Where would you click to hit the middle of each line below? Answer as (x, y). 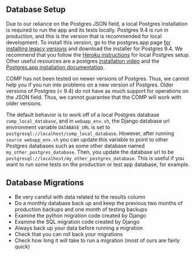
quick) (22, 246)
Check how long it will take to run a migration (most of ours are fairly (97, 240)
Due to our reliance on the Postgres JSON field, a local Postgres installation (97, 23)
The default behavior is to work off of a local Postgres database (83, 115)
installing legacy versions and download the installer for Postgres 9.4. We (94, 49)
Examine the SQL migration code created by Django (77, 222)
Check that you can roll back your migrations (68, 234)
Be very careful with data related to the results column (80, 197)
